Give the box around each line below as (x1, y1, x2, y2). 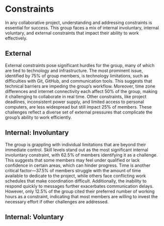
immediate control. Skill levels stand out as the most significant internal (5, 147, 148, 153)
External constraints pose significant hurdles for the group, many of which (5, 62, 155, 68)
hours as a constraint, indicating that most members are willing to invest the (5, 193, 158, 199)
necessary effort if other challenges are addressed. (5, 199, 109, 204)
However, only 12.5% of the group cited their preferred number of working (5, 188, 155, 194)
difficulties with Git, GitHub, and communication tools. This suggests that (5, 78, 152, 84)
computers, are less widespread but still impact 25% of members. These (5, 104, 152, 110)
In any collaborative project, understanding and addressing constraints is (5, 20, 152, 25)
